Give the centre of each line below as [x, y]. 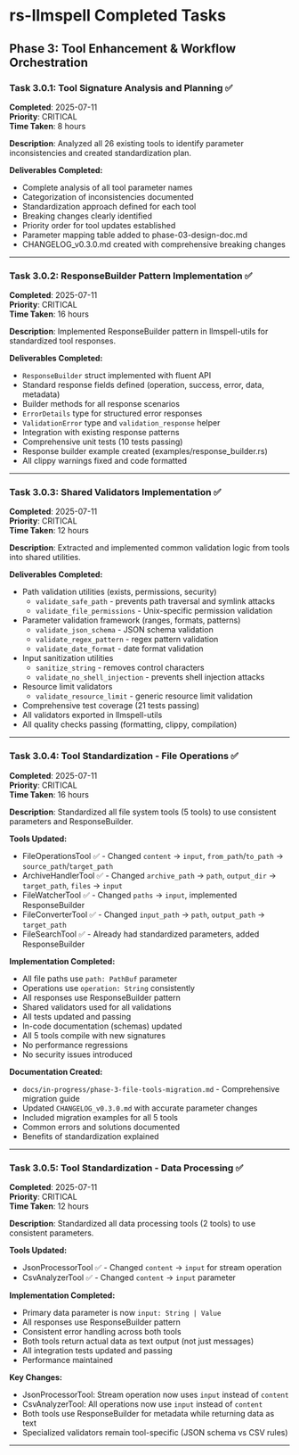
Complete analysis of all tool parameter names [107, 187]
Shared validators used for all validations [97, 1007]
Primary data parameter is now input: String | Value [121, 1313]
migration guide [51, 1098]
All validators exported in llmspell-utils [92, 715]
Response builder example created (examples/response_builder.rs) [145, 451]
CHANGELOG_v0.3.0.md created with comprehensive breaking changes [154, 244]
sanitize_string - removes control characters [120, 668]
